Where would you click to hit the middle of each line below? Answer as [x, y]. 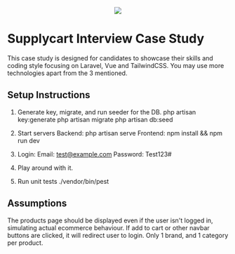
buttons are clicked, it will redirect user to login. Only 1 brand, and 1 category [118, 235]
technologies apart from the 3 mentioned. [67, 73]
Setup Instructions [49, 95]
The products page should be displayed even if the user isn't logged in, [110, 220]
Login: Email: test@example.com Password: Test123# [94, 154]
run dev [28, 140]
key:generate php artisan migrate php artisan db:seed [95, 119]
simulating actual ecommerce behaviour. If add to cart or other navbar [109, 227]
